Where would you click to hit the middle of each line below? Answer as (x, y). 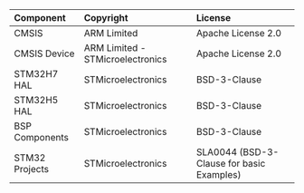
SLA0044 (217, 152)
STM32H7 (36, 74)
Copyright (106, 18)
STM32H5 (36, 100)
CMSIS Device (44, 53)
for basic (247, 164)
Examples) (218, 174)
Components (42, 137)
